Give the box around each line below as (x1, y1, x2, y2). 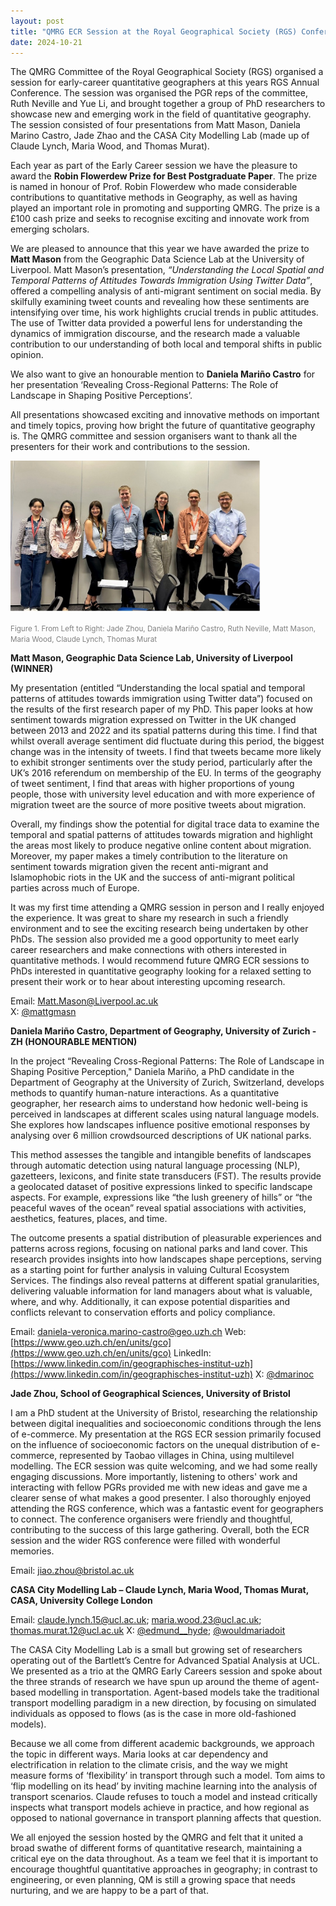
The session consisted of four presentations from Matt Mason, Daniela (10, 119, 301, 131)
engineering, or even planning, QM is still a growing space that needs (10, 1874, 296, 1886)
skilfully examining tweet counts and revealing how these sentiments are (10, 296, 310, 308)
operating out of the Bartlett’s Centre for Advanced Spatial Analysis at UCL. (10, 1655, 320, 1667)
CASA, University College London (10, 1595, 153, 1607)
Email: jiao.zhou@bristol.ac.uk (10, 1565, 135, 1577)
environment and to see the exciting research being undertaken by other (10, 923, 309, 935)
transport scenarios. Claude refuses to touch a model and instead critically (10, 1791, 318, 1803)
